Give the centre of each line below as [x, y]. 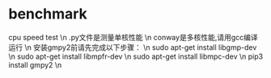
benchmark [48, 14]
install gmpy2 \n [35, 64]
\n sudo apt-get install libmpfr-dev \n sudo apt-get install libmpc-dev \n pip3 [136, 56]
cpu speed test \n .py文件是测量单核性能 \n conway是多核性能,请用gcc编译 [133, 37]
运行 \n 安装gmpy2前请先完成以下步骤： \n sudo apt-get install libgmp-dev [133, 47]
